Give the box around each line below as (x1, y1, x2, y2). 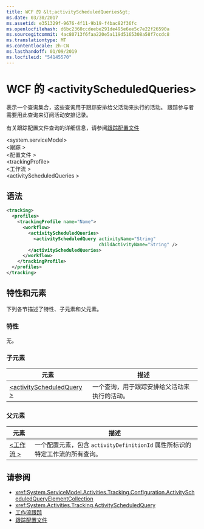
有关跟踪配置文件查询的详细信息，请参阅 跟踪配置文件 (6, 124, 140, 131)
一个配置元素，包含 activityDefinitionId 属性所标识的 (34, 440, 191, 449)
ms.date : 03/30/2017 (6, 15, 59, 21)
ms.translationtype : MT (6, 37, 67, 43)
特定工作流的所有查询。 (34, 449, 102, 458)
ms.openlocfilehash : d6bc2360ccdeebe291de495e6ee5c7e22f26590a (6, 26, 170, 32)
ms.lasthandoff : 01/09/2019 (6, 49, 78, 55)
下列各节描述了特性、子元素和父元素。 (6, 305, 102, 313)
